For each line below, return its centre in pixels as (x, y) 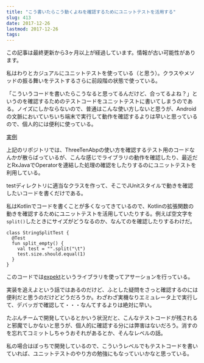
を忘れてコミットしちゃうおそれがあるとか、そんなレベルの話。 (86, 333)
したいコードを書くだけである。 (46, 193)
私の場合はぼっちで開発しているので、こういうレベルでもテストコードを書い (102, 346)
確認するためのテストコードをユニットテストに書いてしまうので (107, 102)
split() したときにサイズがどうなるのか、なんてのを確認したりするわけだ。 (101, 221)
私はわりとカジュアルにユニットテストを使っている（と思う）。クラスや (95, 73)
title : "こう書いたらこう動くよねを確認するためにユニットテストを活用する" (91, 12)
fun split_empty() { (38, 244)
